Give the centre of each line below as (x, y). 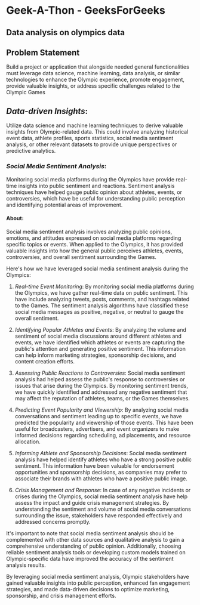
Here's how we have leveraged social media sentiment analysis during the (97, 268)
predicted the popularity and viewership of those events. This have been (104, 422)
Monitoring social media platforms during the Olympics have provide (90, 179)
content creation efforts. (44, 361)
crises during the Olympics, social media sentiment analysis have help (101, 496)
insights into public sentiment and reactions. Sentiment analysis (96, 186)
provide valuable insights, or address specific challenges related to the (93, 86)
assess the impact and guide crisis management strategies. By (92, 502)
